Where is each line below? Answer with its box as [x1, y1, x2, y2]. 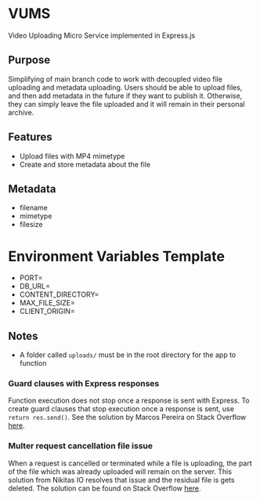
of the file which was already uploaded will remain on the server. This [8, 466, 233, 476]
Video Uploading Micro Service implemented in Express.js [8, 31, 196, 40]
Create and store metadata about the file [19, 159, 151, 169]
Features [8, 130, 52, 144]
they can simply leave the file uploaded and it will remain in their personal [8, 99, 245, 108]
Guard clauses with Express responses [8, 378, 160, 389]
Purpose [8, 53, 51, 67]
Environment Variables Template [8, 247, 226, 265]
